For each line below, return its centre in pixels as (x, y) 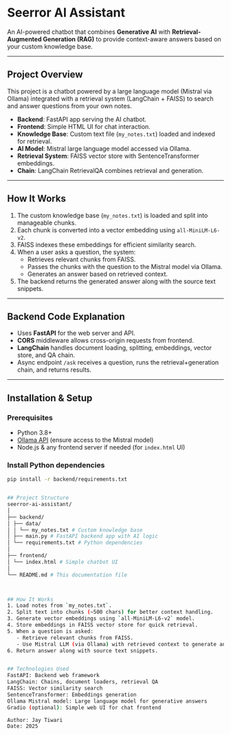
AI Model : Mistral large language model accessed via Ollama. (104, 148)
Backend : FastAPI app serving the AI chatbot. (81, 119)
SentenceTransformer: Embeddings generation (72, 694)
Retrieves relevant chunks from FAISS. (81, 259)
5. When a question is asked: (51, 631)
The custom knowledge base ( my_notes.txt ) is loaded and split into (112, 215)
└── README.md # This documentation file (67, 575)
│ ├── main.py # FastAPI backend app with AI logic (82, 536)
